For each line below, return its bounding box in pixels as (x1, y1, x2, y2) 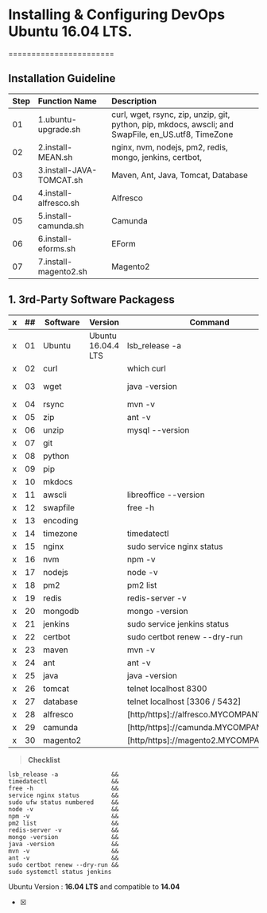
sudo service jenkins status (126, 618, 229, 629)
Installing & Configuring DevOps (8, 6, 225, 24)
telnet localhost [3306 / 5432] (126, 696, 242, 707)
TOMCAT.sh (37, 174, 83, 185)
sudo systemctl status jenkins (8, 868, 112, 876)
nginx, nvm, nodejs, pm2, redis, (110, 142, 228, 153)
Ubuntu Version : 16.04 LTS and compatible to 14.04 (8, 881, 180, 892)
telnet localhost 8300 (126, 682, 207, 693)
